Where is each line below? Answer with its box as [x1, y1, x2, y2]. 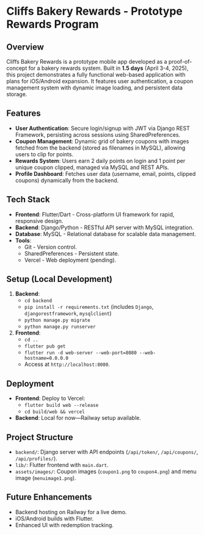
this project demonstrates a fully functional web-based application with [6, 71, 186, 78]
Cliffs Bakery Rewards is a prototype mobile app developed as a [6, 58, 167, 65]
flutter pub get [24, 343, 66, 350]
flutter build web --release [24, 403, 99, 409]
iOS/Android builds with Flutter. [15, 515, 94, 522]
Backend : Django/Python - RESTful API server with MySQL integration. [15, 224, 194, 231]
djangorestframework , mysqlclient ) [24, 309, 112, 317]
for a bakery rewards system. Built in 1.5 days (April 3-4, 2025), [28, 64, 189, 72]
